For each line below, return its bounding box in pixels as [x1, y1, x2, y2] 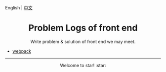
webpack [12, 48, 31, 54]
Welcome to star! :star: [60, 62, 106, 68]
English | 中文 [5, 5, 33, 10]
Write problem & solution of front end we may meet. [30, 38, 136, 44]
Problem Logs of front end [28, 22, 138, 34]
